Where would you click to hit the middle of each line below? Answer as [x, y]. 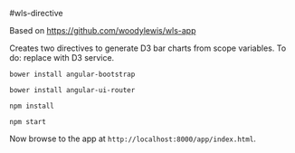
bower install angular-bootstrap [72, 74]
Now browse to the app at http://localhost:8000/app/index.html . [133, 139]
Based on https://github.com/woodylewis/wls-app [103, 30]
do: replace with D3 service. [62, 57]
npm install [32, 106]
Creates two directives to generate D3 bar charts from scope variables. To [148, 48]
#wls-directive [36, 13]
